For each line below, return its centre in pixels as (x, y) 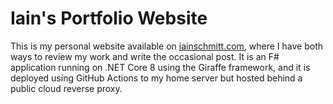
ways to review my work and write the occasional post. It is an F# (145, 56)
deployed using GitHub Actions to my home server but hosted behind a (156, 78)
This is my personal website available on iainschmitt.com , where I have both (167, 46)
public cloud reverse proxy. (66, 88)
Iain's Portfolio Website (109, 18)
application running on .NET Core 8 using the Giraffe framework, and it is (160, 67)
